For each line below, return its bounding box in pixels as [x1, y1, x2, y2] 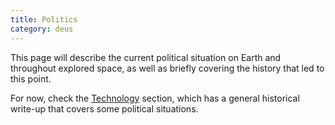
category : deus [10, 24, 74, 34]
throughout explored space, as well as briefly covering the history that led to [10, 62, 325, 74]
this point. [10, 72, 52, 85]
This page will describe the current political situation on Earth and [10, 51, 282, 63]
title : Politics [10, 14, 78, 25]
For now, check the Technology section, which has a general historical [10, 92, 300, 104]
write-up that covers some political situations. [10, 102, 199, 115]
